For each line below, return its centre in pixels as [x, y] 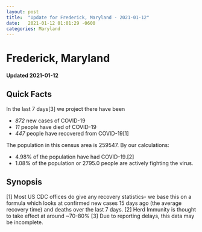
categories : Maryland [33, 29]
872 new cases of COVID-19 [50, 121]
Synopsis [24, 182]
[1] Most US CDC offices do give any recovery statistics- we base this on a [99, 196]
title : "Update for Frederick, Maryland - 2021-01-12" [78, 17]
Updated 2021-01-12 [33, 75]
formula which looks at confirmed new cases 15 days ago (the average [94, 203]
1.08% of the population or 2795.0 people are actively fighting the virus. [104, 163]
